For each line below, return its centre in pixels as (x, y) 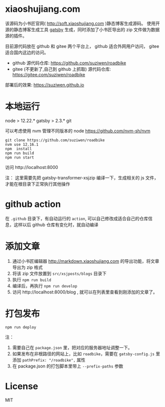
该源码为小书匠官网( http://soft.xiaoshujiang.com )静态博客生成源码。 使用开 (82, 23)
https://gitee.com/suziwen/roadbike (49, 75)
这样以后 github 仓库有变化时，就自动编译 (56, 224)
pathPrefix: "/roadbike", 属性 (54, 360)
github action (33, 204)
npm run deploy (21, 327)
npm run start (20, 157)
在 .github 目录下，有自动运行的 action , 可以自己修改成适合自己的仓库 (77, 218)
